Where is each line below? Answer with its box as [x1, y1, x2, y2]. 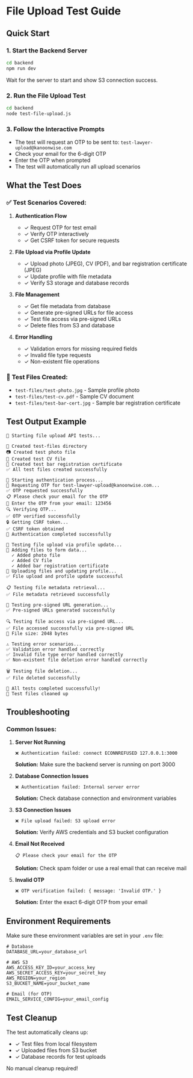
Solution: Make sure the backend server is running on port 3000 [14, 761, 176, 768]
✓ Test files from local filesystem [14, 1040, 97, 1048]
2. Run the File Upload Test [6, 91, 86, 100]
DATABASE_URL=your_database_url [6, 949, 87, 955]
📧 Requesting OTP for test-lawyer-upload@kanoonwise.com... [6, 482, 161, 488]
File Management [14, 291, 60, 298]
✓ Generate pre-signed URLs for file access [23, 309, 133, 316]
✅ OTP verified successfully [6, 513, 81, 519]
